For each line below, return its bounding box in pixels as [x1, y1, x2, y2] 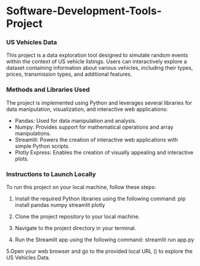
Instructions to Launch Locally [6, 170, 97, 178]
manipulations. [14, 129, 51, 137]
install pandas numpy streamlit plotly [14, 202, 106, 209]
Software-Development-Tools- [6, 4, 162, 18]
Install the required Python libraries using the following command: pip [14, 195, 186, 202]
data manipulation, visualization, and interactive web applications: [6, 106, 168, 113]
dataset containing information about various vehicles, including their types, [6, 64, 193, 72]
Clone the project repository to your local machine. [14, 213, 140, 220]
